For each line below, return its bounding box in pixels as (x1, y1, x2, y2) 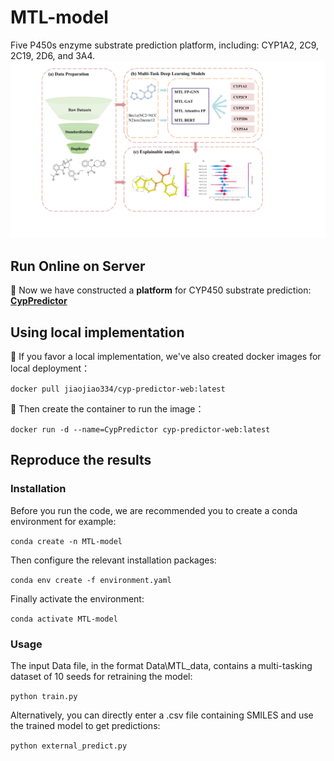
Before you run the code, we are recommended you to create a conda (10, 504, 298, 516)
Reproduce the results (10, 452, 152, 469)
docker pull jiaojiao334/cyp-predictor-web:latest (10, 384, 226, 395)
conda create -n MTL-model (10, 536, 123, 546)
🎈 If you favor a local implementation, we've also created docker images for (10, 351, 322, 363)
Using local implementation (10, 324, 185, 341)
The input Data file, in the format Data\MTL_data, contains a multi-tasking (10, 660, 313, 672)
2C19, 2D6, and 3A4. (10, 49, 96, 61)
